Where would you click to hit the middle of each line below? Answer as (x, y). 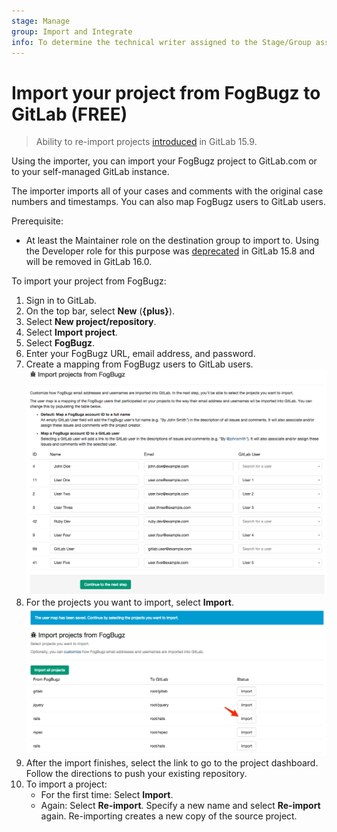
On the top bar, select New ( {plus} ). (100, 311)
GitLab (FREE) (69, 114)
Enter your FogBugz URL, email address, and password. (140, 354)
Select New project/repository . (91, 322)
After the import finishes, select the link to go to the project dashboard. (172, 762)
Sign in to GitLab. (61, 301)
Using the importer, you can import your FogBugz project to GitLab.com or (164, 161)
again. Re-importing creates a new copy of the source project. (169, 816)
